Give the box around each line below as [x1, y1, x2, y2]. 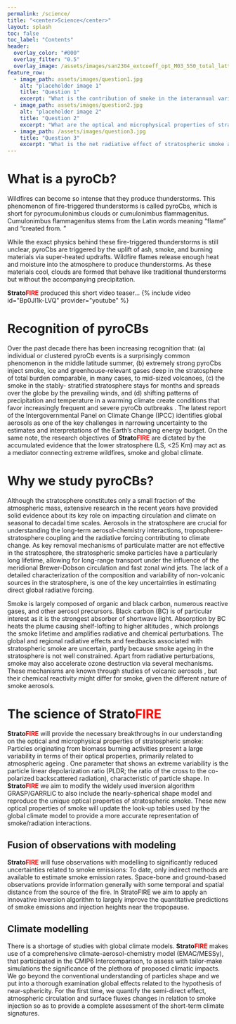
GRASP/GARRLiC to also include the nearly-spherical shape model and [7, 789, 212, 797]
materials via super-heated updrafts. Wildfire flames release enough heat [7, 253, 219, 261]
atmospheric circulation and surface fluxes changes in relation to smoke [7, 994, 216, 1002]
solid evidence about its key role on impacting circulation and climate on [7, 511, 216, 520]
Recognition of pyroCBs [7, 321, 149, 337]
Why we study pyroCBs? [7, 473, 155, 489]
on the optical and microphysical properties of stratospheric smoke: [7, 737, 204, 745]
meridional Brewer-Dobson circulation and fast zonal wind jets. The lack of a [7, 563, 228, 572]
